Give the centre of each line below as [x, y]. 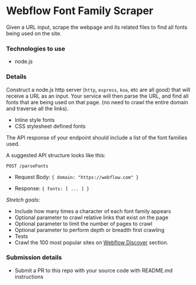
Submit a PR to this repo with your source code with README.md [94, 270]
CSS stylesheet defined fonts [50, 126]
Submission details [34, 257]
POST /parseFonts [27, 166]
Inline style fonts [34, 120]
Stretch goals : [23, 200]
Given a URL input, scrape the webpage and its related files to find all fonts [97, 27]
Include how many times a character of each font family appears [93, 211]
